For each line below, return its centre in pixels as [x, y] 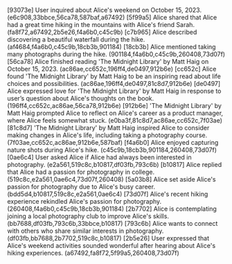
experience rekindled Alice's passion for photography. [84, 201]
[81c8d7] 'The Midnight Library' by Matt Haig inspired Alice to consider [108, 128]
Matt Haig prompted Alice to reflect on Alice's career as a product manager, [115, 113]
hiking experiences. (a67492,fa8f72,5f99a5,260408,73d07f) [93, 253]
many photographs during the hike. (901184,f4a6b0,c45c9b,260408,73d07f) [116, 54]
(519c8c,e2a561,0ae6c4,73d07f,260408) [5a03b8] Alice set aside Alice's [111, 179]
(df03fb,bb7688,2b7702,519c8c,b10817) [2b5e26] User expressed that [108, 238]
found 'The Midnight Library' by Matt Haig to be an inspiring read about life [114, 76]
